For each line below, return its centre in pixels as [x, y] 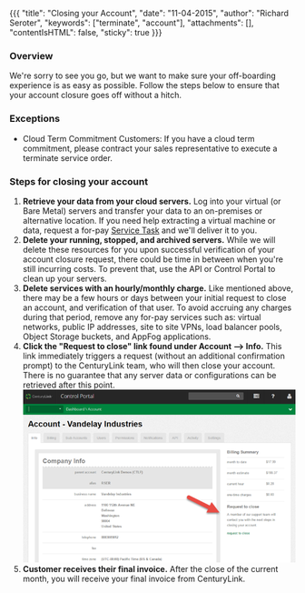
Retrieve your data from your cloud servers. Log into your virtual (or [152, 201]
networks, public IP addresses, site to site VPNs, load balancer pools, [152, 327]
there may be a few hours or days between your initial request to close [154, 297]
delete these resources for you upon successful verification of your [148, 249]
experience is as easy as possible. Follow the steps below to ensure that [144, 85]
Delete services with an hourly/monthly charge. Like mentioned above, [158, 288]
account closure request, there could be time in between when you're [153, 259]
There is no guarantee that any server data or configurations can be [149, 375]
